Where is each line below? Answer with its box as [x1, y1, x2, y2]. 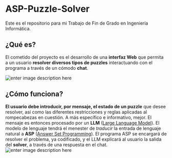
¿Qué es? [5, 41, 36, 49]
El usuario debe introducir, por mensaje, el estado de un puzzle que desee [5, 103, 166, 109]
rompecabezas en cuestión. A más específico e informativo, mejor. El [5, 114, 152, 121]
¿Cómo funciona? [5, 90, 63, 98]
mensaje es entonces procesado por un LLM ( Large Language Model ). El [5, 120, 160, 126]
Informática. [5, 25, 31, 31]
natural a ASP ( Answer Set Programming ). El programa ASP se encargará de [5, 130, 167, 136]
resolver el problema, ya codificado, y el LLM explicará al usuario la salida [5, 136, 162, 142]
